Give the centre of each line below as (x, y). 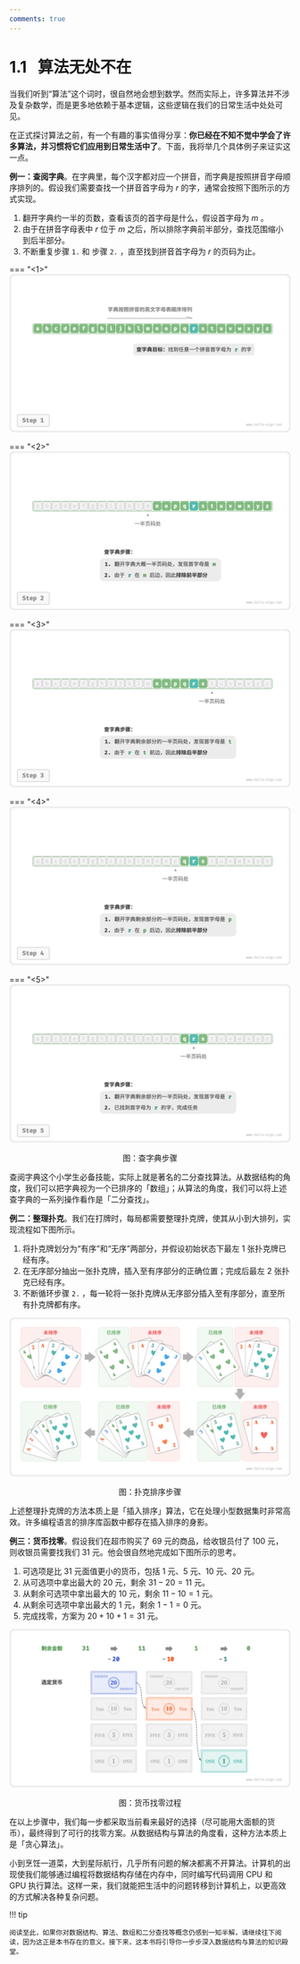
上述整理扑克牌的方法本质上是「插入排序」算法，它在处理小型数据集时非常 (146, 1510)
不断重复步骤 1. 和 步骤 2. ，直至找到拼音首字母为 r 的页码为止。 (141, 251)
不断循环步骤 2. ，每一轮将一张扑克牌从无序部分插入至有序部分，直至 (150, 1294)
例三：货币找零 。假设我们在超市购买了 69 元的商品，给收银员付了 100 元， (146, 1541)
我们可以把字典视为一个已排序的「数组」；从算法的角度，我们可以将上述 (156, 1188)
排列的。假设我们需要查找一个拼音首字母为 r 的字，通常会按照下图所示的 (150, 187)
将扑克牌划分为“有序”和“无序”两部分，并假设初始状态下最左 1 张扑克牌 (150, 1249)
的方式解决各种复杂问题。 (56, 1897)
